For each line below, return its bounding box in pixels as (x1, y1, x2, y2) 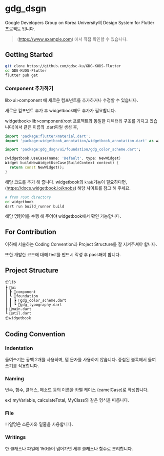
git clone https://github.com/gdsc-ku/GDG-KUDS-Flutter (5, 63, 121, 68)
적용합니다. (18, 362, 40, 369)
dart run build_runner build (5, 204, 64, 209)
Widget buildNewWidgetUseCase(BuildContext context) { (5, 161, 119, 166)
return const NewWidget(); (9, 165, 64, 170)
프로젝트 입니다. (5, 25, 36, 32)
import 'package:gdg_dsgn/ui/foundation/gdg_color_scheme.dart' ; (5, 147, 141, 152)
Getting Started (5, 51, 53, 59)
